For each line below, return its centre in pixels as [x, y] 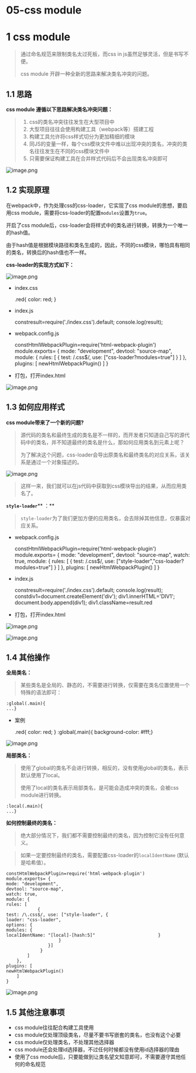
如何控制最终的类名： [32, 823]
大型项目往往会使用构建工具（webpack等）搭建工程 [91, 129]
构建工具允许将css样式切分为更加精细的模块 [82, 136]
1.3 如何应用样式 [36, 407]
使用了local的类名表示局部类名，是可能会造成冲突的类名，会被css [99, 788]
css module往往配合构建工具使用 [54, 1028]
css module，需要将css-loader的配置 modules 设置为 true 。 [80, 212]
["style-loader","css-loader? [150, 561]
